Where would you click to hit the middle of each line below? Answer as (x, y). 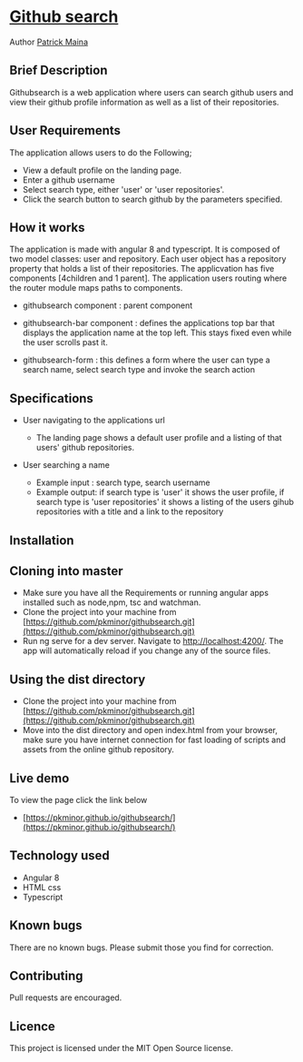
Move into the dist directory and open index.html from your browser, (150, 730)
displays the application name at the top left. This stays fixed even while (157, 332)
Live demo (39, 778)
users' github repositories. (85, 448)
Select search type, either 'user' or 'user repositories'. (123, 189)
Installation (42, 540)
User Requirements (65, 130)
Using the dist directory (78, 679)
